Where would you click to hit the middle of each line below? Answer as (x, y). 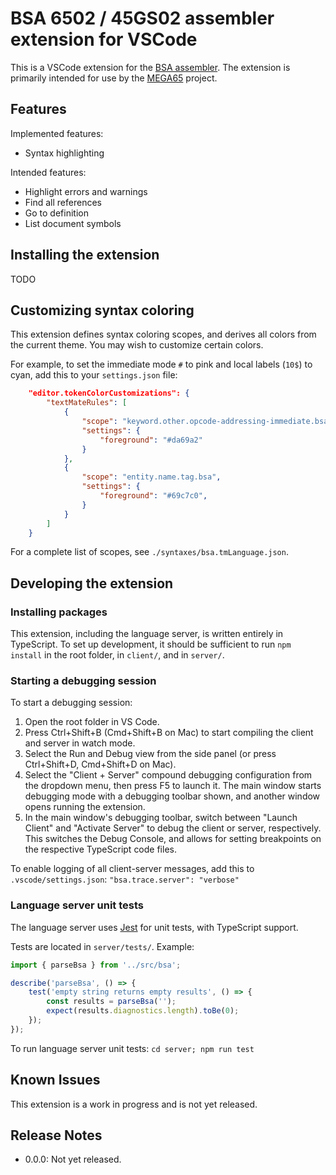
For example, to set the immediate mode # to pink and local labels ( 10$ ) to (161, 364)
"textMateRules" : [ (87, 403)
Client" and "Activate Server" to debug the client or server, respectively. (173, 828)
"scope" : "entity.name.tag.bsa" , (151, 477)
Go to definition (56, 213)
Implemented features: (57, 133)
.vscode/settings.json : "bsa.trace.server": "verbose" (125, 879)
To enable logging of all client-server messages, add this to (132, 869)
